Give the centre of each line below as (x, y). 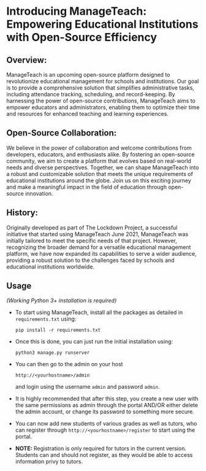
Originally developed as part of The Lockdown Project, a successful (92, 228)
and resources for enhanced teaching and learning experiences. (87, 114)
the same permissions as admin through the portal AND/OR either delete (106, 405)
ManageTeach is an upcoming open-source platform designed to (88, 75)
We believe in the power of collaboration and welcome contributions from (99, 148)
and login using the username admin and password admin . (87, 387)
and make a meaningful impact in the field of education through (87, 187)
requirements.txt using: (46, 319)
